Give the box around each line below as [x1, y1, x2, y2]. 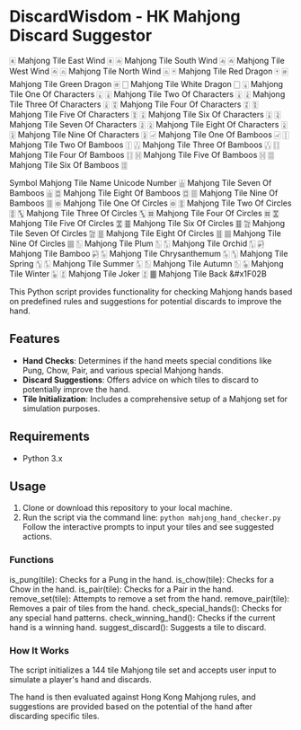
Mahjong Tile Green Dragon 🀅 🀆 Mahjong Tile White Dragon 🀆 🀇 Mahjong [9, 78, 284, 89]
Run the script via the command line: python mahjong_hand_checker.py [22, 512, 281, 523]
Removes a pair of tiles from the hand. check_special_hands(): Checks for [9, 602, 283, 613]
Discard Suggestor [9, 25, 153, 46]
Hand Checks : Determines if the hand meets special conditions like [22, 355, 272, 365]
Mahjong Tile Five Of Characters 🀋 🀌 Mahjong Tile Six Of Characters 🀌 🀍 [9, 109, 281, 119]
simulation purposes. [22, 402, 101, 414]
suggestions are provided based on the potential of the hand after [9, 700, 253, 711]
